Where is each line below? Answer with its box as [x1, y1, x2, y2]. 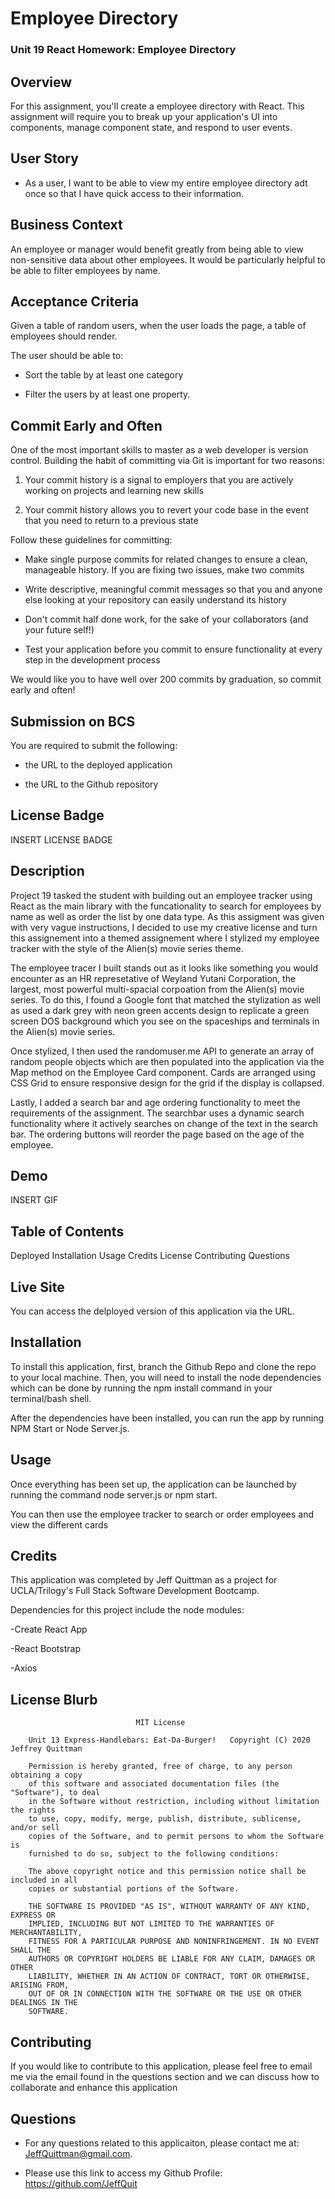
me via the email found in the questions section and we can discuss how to [10, 2071, 320, 2083]
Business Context [10, 217, 123, 234]
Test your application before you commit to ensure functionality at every [24, 643, 323, 656]
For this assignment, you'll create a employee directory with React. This [10, 100, 305, 112]
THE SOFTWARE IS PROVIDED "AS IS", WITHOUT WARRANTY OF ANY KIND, [28, 1902, 311, 1912]
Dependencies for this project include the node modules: [10, 1604, 245, 1616]
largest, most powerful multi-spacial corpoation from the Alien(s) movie [10, 983, 305, 995]
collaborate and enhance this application [10, 2082, 178, 2094]
